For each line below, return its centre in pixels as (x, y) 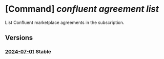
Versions (19, 38)
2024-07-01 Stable (28, 52)
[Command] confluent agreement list (82, 9)
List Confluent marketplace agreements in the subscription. (65, 22)
